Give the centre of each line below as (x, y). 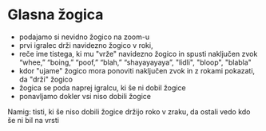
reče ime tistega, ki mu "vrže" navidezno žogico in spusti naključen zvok (138, 54)
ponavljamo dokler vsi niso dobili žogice (85, 96)
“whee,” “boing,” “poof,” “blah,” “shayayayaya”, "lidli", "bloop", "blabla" (135, 62)
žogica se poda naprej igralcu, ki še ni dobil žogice (102, 87)
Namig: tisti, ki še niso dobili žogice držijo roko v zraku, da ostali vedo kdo (129, 111)
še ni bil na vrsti (33, 120)
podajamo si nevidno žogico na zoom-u (84, 37)
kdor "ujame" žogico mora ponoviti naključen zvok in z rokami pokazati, (137, 70)
